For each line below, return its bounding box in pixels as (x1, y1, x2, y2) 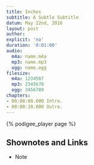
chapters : (6, 92, 31, 98)
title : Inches (6, 8, 42, 15)
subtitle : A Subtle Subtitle (6, 14, 79, 20)
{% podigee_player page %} (6, 120, 76, 127)
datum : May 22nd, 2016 (6, 20, 63, 26)
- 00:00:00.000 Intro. (6, 98, 63, 104)
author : (6, 31, 26, 37)
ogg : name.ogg (11, 64, 47, 71)
